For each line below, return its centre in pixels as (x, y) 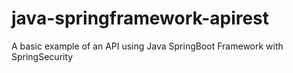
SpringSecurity (42, 56)
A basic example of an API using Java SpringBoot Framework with (147, 46)
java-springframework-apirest (140, 18)
